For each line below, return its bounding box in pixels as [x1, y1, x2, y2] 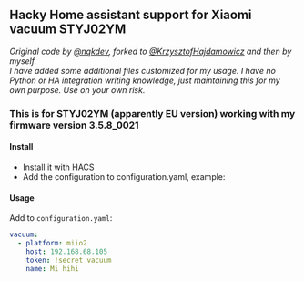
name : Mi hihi [25, 264, 79, 273]
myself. [9, 55, 37, 67]
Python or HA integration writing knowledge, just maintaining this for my [9, 75, 280, 86]
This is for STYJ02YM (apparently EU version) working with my [9, 107, 296, 120]
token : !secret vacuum [25, 255, 112, 265]
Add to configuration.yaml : [9, 213, 113, 224]
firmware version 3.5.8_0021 [9, 119, 139, 131]
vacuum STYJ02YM [9, 22, 127, 37]
